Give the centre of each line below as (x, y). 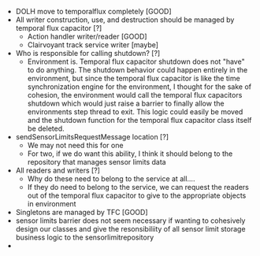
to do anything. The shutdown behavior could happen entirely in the (137, 70)
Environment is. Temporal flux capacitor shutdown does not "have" (136, 61)
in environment (52, 204)
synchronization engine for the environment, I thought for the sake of (139, 87)
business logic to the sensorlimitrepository (85, 237)
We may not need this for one (75, 145)
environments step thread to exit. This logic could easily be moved (135, 112)
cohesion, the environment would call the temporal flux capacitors (135, 95)
